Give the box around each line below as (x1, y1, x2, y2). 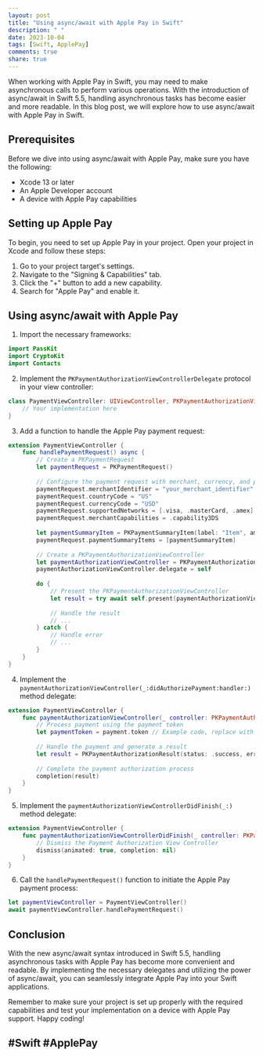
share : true (8, 56, 47, 64)
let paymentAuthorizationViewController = (36, 558, 177, 566)
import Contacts (8, 360, 61, 368)
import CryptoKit (8, 353, 65, 360)
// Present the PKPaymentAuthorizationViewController (49, 587, 229, 595)
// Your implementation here (22, 404, 117, 412)
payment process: (19, 883, 78, 893)
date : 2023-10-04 (8, 33, 65, 42)
